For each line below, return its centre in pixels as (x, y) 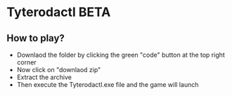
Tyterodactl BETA (59, 12)
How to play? (36, 38)
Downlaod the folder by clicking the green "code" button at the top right (121, 55)
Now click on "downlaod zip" (59, 70)
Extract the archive (44, 77)
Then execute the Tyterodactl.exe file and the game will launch (108, 84)
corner (26, 62)
